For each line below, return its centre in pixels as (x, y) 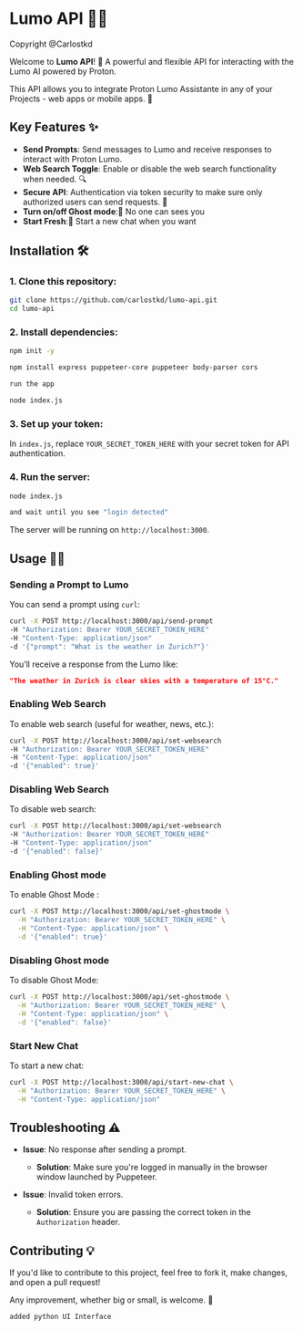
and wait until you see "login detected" (89, 513)
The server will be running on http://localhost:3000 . (109, 530)
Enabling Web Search (58, 704)
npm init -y (32, 351)
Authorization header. (78, 1222)
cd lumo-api (32, 309)
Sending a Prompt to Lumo (69, 585)
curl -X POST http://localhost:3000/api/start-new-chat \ (121, 1082)
